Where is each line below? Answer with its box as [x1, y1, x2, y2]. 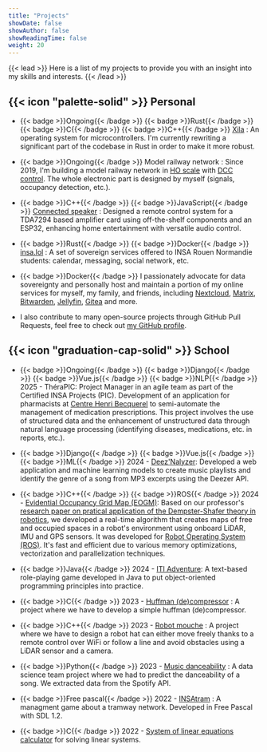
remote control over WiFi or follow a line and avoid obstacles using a [19, 637, 245, 647]
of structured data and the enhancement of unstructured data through [19, 416, 250, 425]
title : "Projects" [8, 11, 69, 20]
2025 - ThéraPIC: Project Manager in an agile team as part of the [19, 382, 234, 391]
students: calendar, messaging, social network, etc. [19, 255, 190, 265]
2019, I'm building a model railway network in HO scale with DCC [19, 165, 234, 175]
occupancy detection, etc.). [19, 182, 111, 192]
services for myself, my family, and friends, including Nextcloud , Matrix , [19, 288, 257, 298]
